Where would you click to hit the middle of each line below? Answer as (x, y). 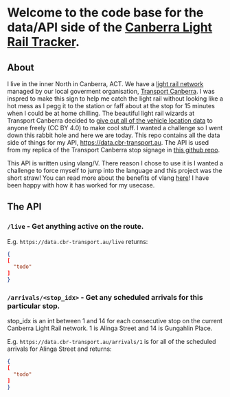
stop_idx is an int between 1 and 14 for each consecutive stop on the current (115, 321)
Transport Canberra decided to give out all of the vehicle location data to (110, 121)
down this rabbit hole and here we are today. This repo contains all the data (114, 135)
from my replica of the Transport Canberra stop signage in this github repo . (114, 150)
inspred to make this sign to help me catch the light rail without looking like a (115, 99)
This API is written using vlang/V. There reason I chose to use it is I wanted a (115, 163)
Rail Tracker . (44, 42)
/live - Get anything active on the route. (76, 227)
